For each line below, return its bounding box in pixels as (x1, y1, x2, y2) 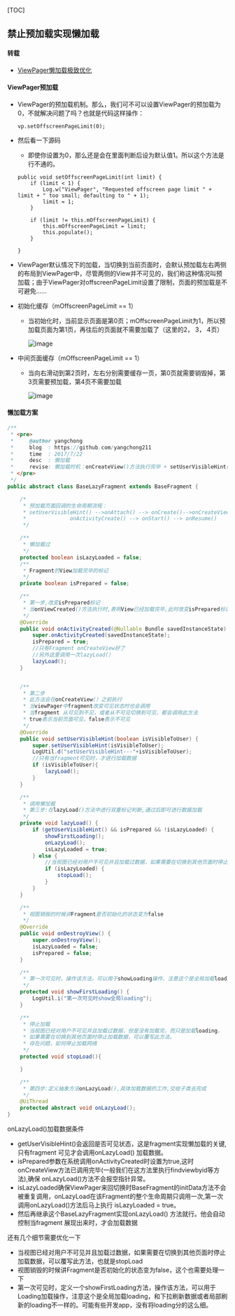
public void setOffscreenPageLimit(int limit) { (17, 173, 162, 181)
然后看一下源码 (17, 136, 61, 144)
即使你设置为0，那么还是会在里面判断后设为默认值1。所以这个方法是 (27, 151, 225, 159)
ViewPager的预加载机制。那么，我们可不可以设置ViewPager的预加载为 (17, 100, 222, 108)
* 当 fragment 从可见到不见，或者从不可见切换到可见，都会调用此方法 (22, 710, 198, 717)
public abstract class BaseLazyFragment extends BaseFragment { (7, 483, 199, 490)
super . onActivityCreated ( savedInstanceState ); (32, 632, 171, 639)
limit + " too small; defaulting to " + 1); (17, 192, 150, 199)
